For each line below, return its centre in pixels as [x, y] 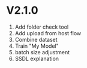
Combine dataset [36, 39]
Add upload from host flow [48, 33]
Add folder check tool [42, 27]
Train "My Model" [37, 46]
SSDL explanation [37, 58]
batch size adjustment [42, 52]
